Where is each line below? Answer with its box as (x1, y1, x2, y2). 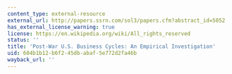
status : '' (7, 37, 39, 44)
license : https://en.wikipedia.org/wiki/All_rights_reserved (7, 30, 191, 37)
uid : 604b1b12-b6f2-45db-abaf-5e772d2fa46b (7, 50, 138, 57)
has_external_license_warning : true (7, 23, 115, 30)
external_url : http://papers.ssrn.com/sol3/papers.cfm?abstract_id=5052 (7, 17, 226, 24)
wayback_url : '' (7, 56, 55, 63)
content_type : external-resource (7, 10, 106, 18)
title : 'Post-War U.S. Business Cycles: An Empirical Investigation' (7, 43, 216, 50)
